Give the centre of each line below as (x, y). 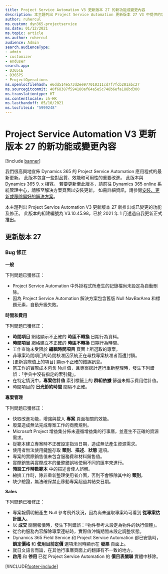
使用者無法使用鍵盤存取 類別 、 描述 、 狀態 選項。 (62, 450)
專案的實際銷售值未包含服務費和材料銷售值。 (58, 456)
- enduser (15, 61)
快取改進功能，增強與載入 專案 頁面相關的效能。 (62, 418)
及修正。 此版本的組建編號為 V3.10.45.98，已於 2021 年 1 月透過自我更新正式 (84, 213)
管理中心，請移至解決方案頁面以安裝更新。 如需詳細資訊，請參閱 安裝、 (82, 190)
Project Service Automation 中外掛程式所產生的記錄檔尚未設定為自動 (83, 285)
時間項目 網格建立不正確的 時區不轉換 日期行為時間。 (67, 343)
